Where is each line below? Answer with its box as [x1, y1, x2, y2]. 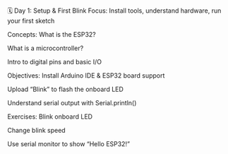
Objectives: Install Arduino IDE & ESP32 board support [7, 71, 165, 80]
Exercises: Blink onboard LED [7, 112, 93, 121]
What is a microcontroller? [7, 44, 84, 52]
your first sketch [7, 17, 55, 25]
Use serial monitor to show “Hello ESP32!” [7, 140, 131, 148]
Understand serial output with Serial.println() [7, 99, 137, 107]
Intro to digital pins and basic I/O [7, 58, 102, 66]
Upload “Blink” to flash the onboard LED [7, 85, 124, 93]
